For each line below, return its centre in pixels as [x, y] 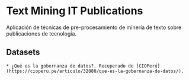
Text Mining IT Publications [75, 11]
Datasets [23, 52]
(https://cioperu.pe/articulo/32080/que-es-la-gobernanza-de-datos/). [95, 71]
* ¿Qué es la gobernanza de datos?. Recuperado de [70, 66]
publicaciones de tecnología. [41, 33]
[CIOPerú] [148, 66]
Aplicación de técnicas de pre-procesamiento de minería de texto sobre [94, 27]
